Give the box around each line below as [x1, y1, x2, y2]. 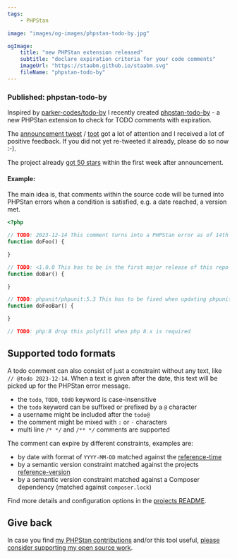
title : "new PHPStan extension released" [20, 49, 143, 57]
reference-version [17, 468, 71, 476]
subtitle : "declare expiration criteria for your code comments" [20, 56, 217, 63]
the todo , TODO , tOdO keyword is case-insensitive [17, 395, 157, 403]
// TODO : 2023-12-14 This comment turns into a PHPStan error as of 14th [7, 231, 229, 239]
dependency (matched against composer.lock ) [17, 483, 152, 491]
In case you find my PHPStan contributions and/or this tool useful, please [7, 536, 220, 544]
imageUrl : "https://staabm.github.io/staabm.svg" [20, 62, 169, 69]
